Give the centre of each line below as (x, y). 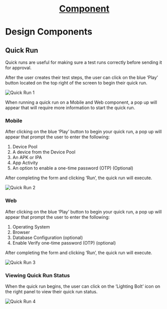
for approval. (18, 68)
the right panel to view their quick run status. (51, 292)
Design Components (49, 32)
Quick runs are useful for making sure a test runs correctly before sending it (83, 62)
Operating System (31, 226)
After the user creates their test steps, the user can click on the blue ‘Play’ (82, 78)
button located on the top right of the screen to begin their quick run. (76, 83)
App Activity (25, 163)
